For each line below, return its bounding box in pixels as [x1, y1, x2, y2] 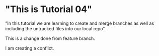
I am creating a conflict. [5, 45, 54, 51]
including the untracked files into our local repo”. [5, 25, 106, 31]
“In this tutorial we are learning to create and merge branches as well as [5, 20, 154, 26]
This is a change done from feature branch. [5, 35, 96, 41]
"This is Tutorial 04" [5, 4, 92, 15]
